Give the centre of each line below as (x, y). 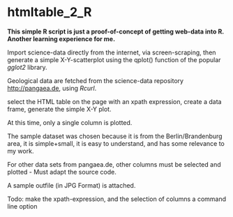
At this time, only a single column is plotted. (70, 122)
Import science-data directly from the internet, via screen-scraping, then (112, 52)
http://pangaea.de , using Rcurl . (52, 88)
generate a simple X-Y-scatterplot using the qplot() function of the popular (114, 59)
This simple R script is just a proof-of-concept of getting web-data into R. (116, 31)
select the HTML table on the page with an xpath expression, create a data (114, 101)
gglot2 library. (27, 67)
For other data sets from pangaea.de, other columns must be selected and (114, 164)
